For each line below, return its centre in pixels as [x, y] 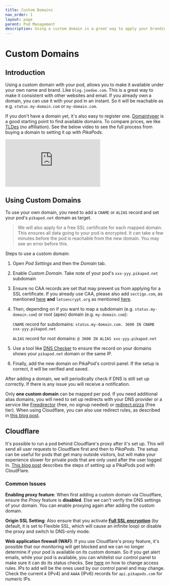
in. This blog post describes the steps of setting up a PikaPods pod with [80, 465]
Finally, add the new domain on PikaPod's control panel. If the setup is [86, 363]
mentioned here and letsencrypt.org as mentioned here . [72, 299]
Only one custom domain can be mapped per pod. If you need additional [81, 394]
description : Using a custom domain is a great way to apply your [77, 29]
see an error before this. [43, 243]
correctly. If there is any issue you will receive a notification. [68, 384]
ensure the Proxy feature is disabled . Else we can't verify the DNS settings [83, 500]
